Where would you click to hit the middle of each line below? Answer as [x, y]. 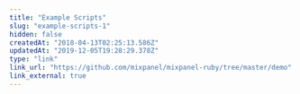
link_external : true [48, 76]
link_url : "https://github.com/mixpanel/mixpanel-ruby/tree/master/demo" [151, 68]
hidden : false [36, 34]
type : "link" [34, 59]
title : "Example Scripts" [58, 17]
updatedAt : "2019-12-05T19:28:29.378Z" [84, 51]
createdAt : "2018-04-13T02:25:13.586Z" [84, 43]
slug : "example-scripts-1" [60, 26]
